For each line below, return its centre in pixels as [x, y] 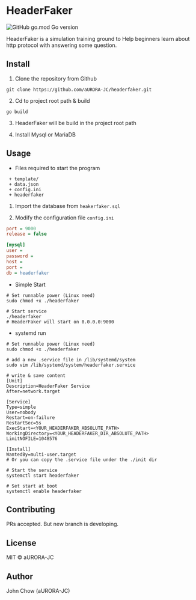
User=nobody [21, 412]
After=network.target [33, 391]
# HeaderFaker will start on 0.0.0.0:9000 [60, 322]
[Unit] [14, 381]
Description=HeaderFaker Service [48, 386]
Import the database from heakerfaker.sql [67, 206]
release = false [26, 234]
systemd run [30, 333]
